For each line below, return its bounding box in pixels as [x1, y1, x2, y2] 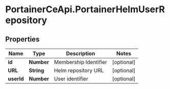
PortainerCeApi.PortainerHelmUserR [5, 4, 165, 15]
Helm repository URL [54, 67, 104, 74]
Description [66, 50, 95, 57]
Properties [5, 35, 40, 43]
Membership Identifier [54, 59, 107, 65]
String [29, 67, 44, 74]
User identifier [54, 75, 88, 82]
